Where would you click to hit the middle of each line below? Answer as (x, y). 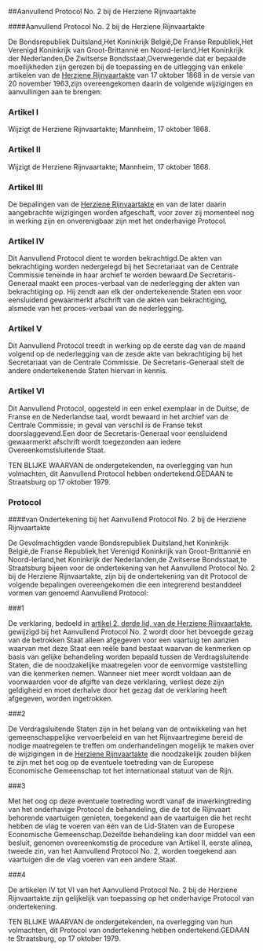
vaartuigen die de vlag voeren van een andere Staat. (93, 860)
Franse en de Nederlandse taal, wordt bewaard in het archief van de (119, 416)
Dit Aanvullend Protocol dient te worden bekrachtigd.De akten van (115, 258)
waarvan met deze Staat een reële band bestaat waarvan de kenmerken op (130, 649)
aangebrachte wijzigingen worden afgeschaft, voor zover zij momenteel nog (131, 212)
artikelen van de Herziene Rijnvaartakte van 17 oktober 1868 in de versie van (131, 75)
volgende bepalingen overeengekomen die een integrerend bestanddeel (125, 585)
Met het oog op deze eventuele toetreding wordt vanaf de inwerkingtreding (130, 801)
